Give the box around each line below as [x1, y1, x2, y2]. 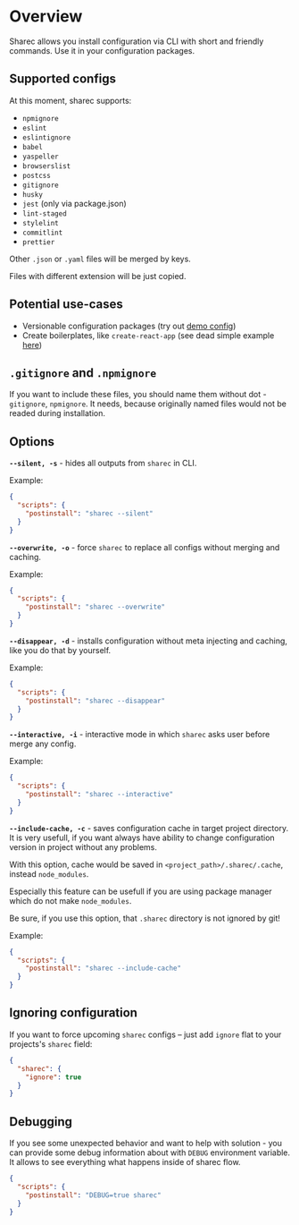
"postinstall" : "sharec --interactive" [25, 790, 174, 799]
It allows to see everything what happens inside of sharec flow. [9, 1157, 241, 1168]
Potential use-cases [9, 297, 123, 312]
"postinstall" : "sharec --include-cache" [25, 964, 181, 973]
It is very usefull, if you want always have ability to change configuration [9, 832, 275, 843]
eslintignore [21, 132, 71, 142]
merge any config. [9, 738, 77, 749]
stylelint [21, 218, 60, 227]
